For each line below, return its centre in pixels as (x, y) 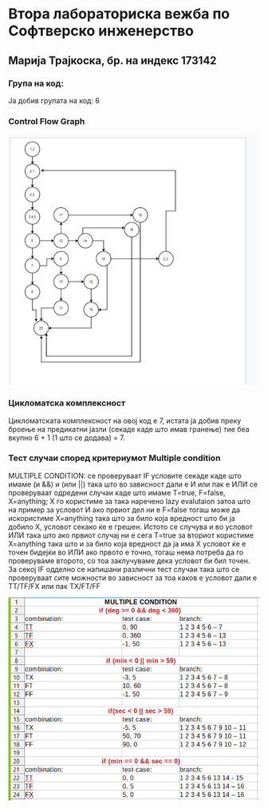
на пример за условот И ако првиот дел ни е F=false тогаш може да (124, 510)
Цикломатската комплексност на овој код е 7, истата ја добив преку (125, 420)
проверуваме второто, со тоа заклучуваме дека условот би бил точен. (129, 560)
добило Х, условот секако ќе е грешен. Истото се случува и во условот (131, 527)
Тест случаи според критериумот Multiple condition (114, 459)
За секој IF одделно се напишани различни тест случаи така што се (124, 569)
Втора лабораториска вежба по (119, 14)
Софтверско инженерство (101, 31)
